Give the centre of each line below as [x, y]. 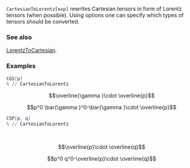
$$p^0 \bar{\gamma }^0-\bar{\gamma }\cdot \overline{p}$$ [102, 108]
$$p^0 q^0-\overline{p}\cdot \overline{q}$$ [102, 158]
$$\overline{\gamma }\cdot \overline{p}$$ [102, 95]
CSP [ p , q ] [19, 118]
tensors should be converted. [43, 21]
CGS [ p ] [15, 79]
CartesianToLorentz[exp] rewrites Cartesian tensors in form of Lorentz [94, 9]
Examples [21, 66]
